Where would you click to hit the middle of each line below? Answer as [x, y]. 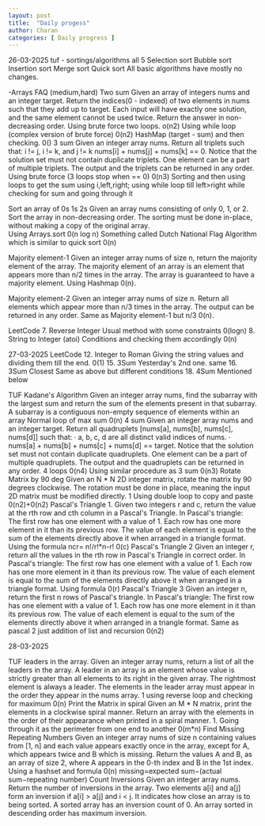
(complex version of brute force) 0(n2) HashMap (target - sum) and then [126, 135]
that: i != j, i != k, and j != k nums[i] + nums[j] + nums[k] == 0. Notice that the [132, 151]
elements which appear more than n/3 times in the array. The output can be [131, 307]
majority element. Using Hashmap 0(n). [72, 283]
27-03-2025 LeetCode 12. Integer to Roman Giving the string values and [126, 354]
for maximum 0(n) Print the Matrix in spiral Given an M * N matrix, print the [130, 704]
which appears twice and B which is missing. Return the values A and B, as [131, 755]
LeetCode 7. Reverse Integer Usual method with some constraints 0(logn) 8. [132, 331]
